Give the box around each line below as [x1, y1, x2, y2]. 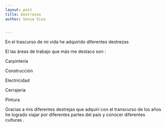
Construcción [5, 68, 33, 74]
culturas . [5, 117, 25, 123]
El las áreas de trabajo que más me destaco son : [5, 48, 106, 55]
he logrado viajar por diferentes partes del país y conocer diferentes [5, 112, 146, 118]
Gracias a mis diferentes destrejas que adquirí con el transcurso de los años [5, 107, 162, 113]
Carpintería [5, 58, 28, 64]
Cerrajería [5, 87, 26, 93]
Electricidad [5, 78, 30, 84]
